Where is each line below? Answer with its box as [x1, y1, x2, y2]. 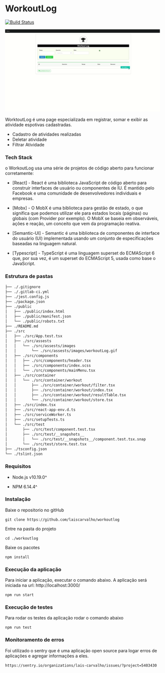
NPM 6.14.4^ [12, 483, 38, 489]
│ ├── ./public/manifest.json [5, 314, 71, 319]
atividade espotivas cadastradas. [5, 121, 72, 128]
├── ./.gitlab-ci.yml [5, 289, 50, 295]
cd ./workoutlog [5, 536, 38, 541]
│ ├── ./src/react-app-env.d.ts [5, 407, 76, 413]
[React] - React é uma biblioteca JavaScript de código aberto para [12, 180, 147, 186]
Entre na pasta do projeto [5, 526, 56, 532]
